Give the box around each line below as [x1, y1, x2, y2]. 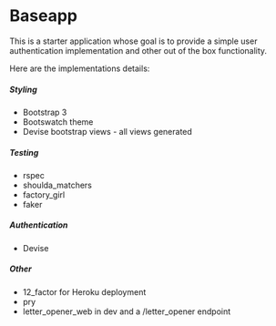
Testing [9, 147, 39, 158]
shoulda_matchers [22, 179, 93, 190]
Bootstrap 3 [22, 107, 67, 117]
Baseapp [9, 5, 77, 26]
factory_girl [22, 188, 66, 200]
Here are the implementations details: [9, 63, 150, 74]
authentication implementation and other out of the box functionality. [9, 45, 267, 56]
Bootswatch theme [22, 116, 94, 127]
